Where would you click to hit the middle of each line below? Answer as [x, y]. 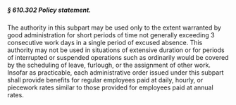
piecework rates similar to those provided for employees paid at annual [110, 87]
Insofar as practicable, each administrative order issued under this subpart [116, 72]
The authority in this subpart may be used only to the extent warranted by [114, 27]
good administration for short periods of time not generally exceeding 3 [111, 35]
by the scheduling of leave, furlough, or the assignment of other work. [109, 65]
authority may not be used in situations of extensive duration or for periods [116, 50]
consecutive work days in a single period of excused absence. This [105, 42]
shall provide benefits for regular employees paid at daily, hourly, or [105, 80]
